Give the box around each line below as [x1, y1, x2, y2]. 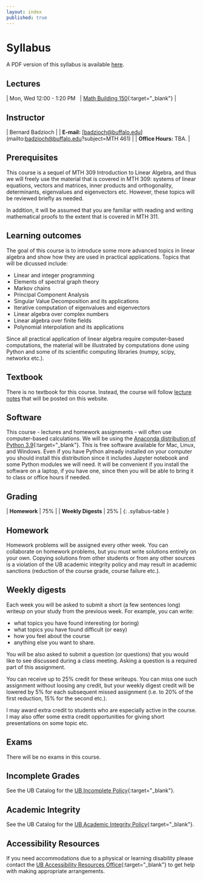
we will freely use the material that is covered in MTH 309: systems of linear [6, 175, 196, 183]
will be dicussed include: [6, 259, 68, 267]
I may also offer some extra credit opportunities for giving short [6, 713, 165, 720]
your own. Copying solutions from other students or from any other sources [6, 554, 195, 561]
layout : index [6, 9, 42, 15]
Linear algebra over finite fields [14, 317, 92, 324]
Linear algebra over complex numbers [14, 310, 109, 317]
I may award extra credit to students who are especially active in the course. [6, 706, 197, 714]
